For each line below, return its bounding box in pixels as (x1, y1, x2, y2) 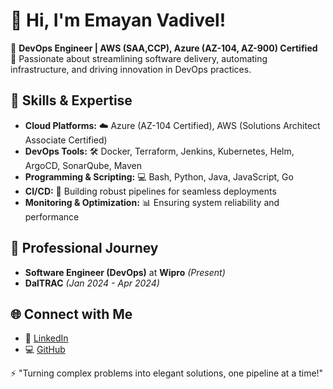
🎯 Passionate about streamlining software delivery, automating (10, 52, 268, 64)
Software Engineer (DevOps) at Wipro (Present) (24, 266, 226, 278)
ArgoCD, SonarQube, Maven (24, 159, 142, 171)
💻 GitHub (24, 344, 66, 356)
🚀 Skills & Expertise (10, 92, 133, 109)
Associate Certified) (24, 134, 108, 146)
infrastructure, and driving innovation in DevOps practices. (10, 63, 252, 75)
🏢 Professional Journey (10, 240, 159, 257)
